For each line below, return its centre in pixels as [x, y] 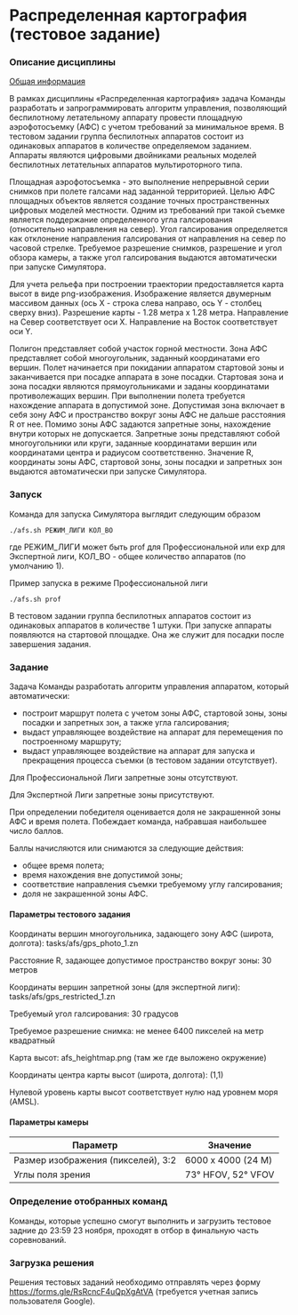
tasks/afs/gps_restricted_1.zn [62, 997]
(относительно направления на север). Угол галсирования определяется [149, 229]
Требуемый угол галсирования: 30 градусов [94, 1014]
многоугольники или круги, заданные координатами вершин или [133, 443]
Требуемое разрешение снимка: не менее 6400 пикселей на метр [137, 1031]
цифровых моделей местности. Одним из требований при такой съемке [147, 211]
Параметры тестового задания [70, 914]
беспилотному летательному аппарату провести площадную [126, 117]
